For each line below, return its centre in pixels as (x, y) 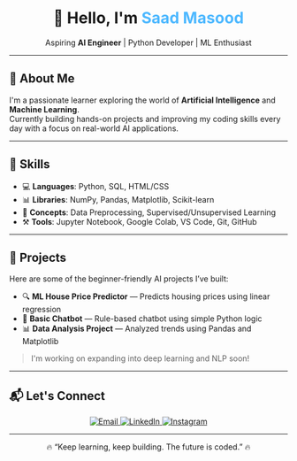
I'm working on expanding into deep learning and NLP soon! (140, 358)
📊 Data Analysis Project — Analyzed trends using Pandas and (137, 329)
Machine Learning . (44, 109)
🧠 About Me (42, 79)
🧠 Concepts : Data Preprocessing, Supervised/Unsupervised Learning (149, 212)
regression (42, 310)
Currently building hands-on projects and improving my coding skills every (145, 119)
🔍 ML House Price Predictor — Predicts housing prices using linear (146, 296)
